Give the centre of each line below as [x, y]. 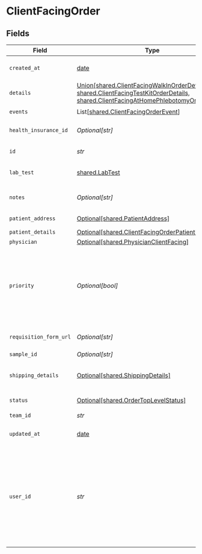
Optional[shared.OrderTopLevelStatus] [131, 400]
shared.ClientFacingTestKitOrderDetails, [133, 93]
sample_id [23, 354]
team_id [20, 415]
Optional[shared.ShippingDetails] [124, 375]
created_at [25, 68]
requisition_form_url [40, 337]
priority [22, 286]
